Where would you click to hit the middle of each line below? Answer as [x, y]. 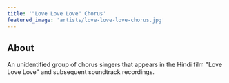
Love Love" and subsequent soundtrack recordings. [81, 72]
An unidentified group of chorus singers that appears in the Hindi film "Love [115, 65]
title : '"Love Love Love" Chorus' [57, 13]
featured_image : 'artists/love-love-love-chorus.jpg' [86, 20]
